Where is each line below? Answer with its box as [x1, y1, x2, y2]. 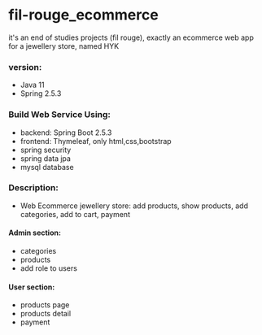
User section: [8, 282, 55, 292]
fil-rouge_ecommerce [8, 6, 159, 24]
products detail [20, 309, 72, 319]
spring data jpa [20, 153, 72, 163]
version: [8, 61, 42, 72]
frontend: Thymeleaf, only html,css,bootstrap [20, 136, 172, 146]
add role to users [20, 263, 77, 273]
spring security [20, 145, 72, 154]
